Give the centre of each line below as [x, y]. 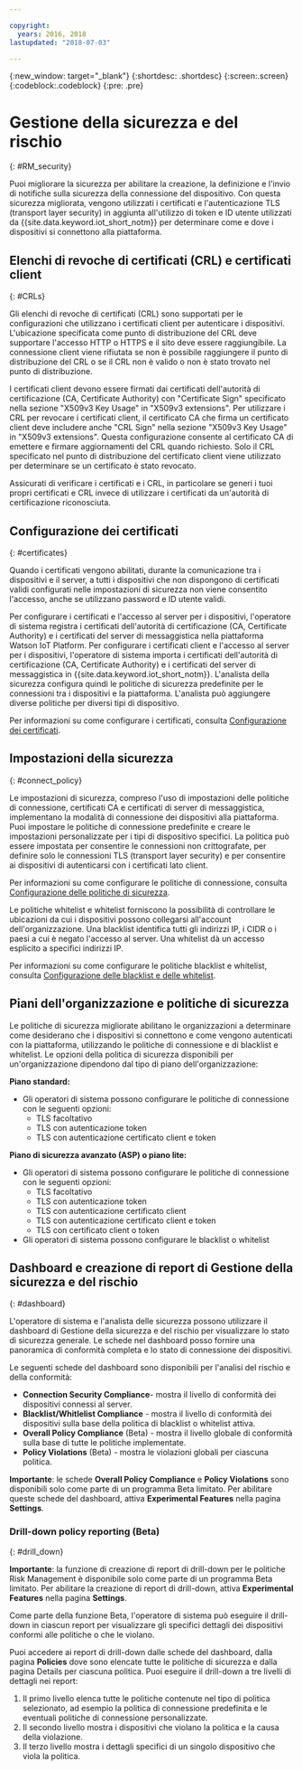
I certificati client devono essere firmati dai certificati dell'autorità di [135, 389]
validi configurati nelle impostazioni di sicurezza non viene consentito [138, 589]
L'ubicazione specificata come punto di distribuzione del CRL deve [133, 333]
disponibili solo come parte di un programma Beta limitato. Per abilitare [141, 1489]
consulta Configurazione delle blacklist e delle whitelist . [113, 975]
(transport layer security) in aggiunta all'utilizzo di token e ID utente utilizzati [151, 212]
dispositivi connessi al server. [77, 1404]
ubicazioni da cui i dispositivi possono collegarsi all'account [120, 919]
